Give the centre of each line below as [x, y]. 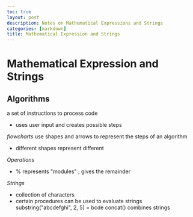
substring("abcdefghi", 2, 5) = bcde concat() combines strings [93, 207]
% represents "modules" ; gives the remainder [73, 171]
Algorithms [28, 99]
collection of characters [45, 195]
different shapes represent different [60, 148]
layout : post [23, 17]
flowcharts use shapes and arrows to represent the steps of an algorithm [97, 136]
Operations [21, 160]
